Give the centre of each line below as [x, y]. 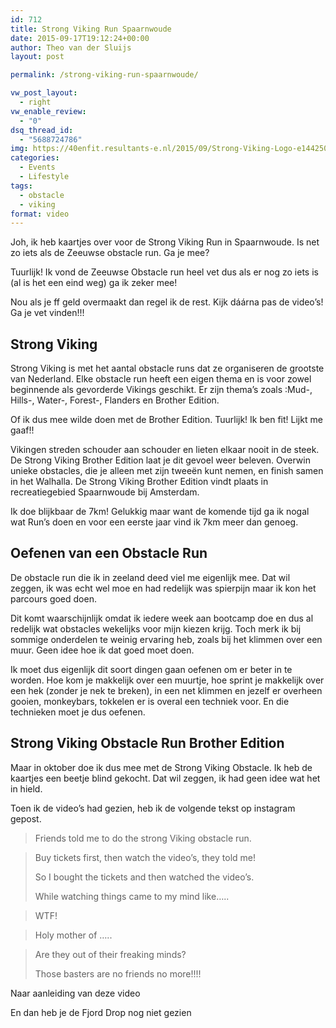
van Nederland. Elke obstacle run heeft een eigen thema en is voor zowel [161, 379]
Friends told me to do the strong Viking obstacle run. [143, 838]
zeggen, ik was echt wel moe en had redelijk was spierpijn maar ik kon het [163, 588]
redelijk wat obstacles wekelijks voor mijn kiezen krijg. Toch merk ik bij [156, 628]
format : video [40, 214]
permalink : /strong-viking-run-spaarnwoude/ [104, 75]
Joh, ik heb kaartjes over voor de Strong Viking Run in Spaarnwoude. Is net [165, 242]
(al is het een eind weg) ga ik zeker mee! [94, 283]
